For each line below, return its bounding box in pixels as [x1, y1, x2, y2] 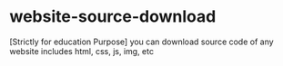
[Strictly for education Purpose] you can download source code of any [9, 36, 275, 47]
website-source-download [9, 6, 217, 27]
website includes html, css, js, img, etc [9, 45, 155, 56]
